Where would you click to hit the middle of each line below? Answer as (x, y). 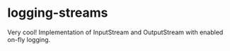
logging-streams (58, 13)
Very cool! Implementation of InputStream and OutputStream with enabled (115, 32)
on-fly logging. (29, 39)
